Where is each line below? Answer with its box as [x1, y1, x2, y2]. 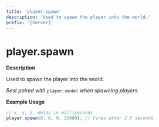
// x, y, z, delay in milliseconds [6, 110, 93, 116]
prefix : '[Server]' [6, 19, 54, 25]
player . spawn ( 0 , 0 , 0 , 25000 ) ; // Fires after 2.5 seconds [6, 115, 154, 121]
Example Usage [6, 98, 45, 106]
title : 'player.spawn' [6, 8, 62, 15]
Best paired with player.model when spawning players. [6, 87, 140, 94]
